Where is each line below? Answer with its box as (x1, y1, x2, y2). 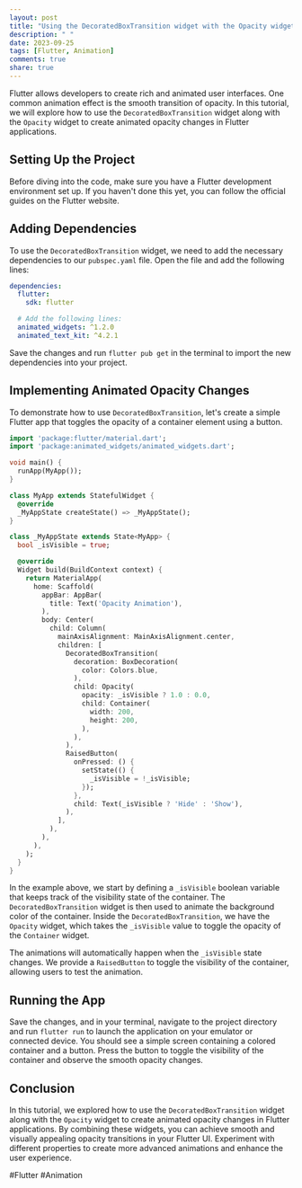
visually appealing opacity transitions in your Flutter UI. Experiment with (9, 1133, 275, 1144)
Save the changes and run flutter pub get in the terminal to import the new (9, 347, 292, 358)
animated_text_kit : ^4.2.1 (17, 331, 119, 340)
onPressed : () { (73, 758, 135, 767)
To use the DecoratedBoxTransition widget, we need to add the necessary (9, 244, 283, 256)
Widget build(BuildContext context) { (17, 565, 164, 575)
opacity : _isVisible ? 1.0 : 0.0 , (81, 691, 211, 700)
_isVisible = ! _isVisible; (89, 774, 191, 783)
